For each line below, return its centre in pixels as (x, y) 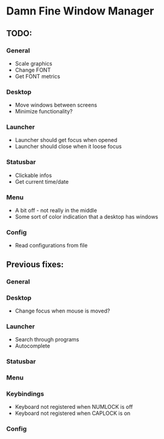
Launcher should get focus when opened (66, 140)
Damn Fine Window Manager (80, 11)
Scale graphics (33, 63)
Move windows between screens (56, 105)
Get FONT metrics (37, 76)
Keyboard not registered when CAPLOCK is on (73, 413)
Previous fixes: (35, 264)
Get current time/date (42, 181)
